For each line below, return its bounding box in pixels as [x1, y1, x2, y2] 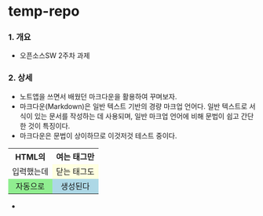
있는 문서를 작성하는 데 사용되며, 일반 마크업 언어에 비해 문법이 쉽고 [34, 111, 239, 121]
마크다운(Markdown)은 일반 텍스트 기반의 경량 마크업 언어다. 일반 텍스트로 [19, 101, 248, 111]
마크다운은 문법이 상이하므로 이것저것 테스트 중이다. [19, 131, 177, 140]
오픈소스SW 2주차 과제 [19, 51, 90, 60]
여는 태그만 [56, 151, 95, 162]
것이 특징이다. [27, 121, 71, 131]
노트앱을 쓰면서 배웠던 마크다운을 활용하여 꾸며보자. [19, 92, 177, 101]
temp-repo [8, 2, 80, 20]
